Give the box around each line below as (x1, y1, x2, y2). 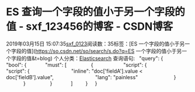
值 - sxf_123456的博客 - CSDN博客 (6, 20, 173, 33)
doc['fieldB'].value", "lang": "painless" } (6, 73, 176, 80)
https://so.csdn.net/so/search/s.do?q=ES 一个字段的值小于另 (35, 47, 182, 54)
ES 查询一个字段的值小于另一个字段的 (6, 5, 185, 19)
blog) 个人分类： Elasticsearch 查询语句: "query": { (40, 55, 163, 62)
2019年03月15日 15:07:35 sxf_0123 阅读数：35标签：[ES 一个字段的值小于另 (6, 40, 185, 47)
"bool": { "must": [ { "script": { (6, 61, 147, 68)
